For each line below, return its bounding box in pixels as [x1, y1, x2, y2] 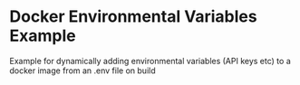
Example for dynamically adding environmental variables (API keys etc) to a [9, 55, 292, 66]
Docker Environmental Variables [9, 6, 257, 27]
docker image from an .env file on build [9, 65, 156, 76]
